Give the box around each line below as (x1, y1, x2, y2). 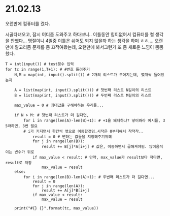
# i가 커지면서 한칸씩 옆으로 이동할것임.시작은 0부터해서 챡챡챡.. (23, 129, 144, 134)
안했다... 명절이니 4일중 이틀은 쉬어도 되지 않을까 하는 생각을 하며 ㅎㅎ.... (10, 38, 154, 44)
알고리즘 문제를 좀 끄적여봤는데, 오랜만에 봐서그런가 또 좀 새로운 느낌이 (14, 44, 154, 50)
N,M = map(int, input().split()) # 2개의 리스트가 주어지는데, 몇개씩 (14, 72, 152, 77)
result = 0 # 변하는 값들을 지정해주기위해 (32, 134, 112, 139)
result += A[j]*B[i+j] (41, 188, 90, 193)
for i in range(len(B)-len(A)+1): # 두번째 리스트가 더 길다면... (23, 174, 155, 179)
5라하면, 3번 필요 (5, 123, 38, 129)
